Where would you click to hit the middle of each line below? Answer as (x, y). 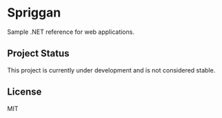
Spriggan (34, 13)
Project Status (39, 53)
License (24, 92)
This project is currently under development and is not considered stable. (111, 70)
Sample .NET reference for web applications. (71, 32)
